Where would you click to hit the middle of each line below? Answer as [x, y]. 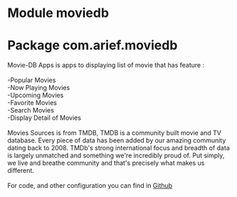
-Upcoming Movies [36, 95]
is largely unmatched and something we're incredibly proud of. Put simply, [116, 156]
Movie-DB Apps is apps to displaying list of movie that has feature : [106, 65]
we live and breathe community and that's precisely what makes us [106, 163]
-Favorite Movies [32, 103]
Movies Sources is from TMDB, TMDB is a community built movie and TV [115, 133]
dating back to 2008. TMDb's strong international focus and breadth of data [118, 148]
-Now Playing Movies [39, 88]
